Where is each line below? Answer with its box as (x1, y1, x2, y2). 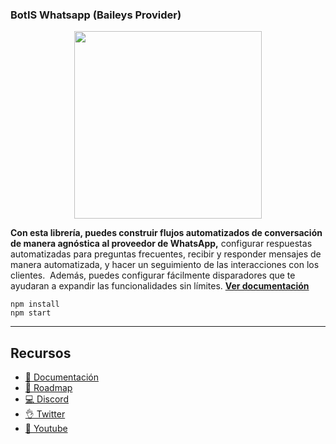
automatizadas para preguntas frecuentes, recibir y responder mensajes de (10, 248, 322, 260)
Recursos (10, 344, 72, 362)
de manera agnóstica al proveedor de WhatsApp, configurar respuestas (10, 238, 313, 250)
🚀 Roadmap (24, 382, 73, 394)
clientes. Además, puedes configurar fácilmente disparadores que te (10, 269, 296, 282)
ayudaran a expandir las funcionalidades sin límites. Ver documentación (10, 280, 310, 292)
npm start (10, 308, 52, 318)
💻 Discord (24, 393, 69, 405)
